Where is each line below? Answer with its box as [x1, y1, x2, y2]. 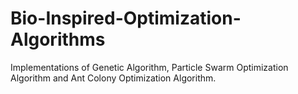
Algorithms [10, 28, 106, 51]
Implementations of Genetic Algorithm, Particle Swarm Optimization [10, 61, 289, 73]
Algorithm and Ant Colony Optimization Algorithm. [10, 72, 217, 84]
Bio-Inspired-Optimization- [10, 7, 242, 30]
